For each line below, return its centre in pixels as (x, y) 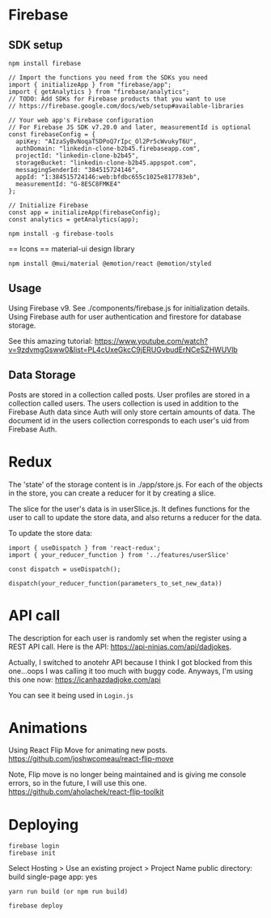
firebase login (34, 846)
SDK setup (36, 45)
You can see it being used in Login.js (71, 695)
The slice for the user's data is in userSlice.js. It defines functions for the (129, 508)
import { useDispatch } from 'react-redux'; (85, 548)
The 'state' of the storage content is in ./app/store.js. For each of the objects (135, 484)
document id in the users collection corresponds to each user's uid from (129, 420)
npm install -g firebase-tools (61, 234)
